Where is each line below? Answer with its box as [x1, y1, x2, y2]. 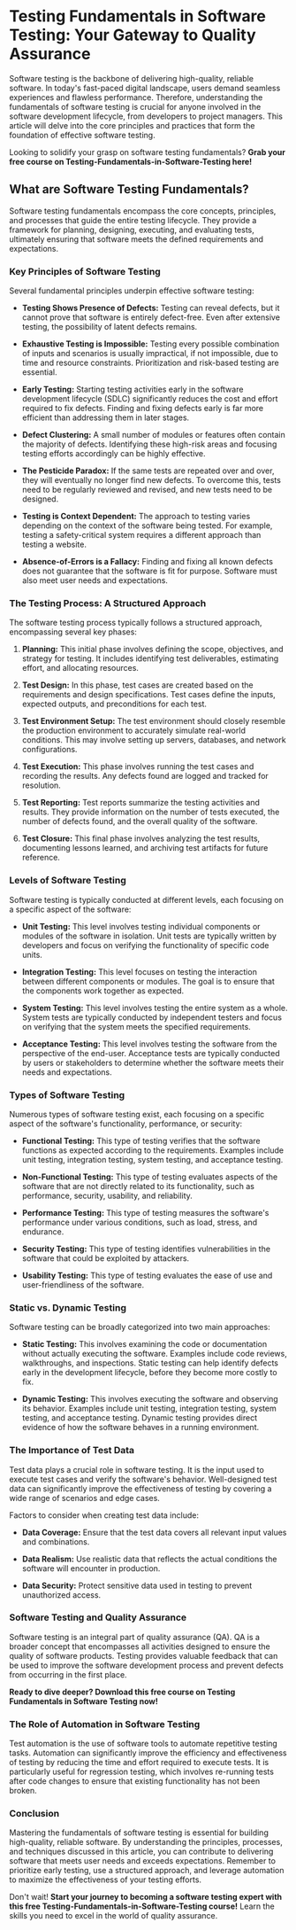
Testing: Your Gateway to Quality [9, 25, 256, 45]
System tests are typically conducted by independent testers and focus [21, 1012, 283, 1023]
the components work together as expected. [21, 985, 184, 996]
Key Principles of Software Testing [9, 265, 161, 277]
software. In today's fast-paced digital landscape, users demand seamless [9, 82, 281, 93]
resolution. [21, 780, 62, 790]
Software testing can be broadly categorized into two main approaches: [9, 1322, 271, 1333]
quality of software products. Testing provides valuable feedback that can [9, 1650, 278, 1661]
